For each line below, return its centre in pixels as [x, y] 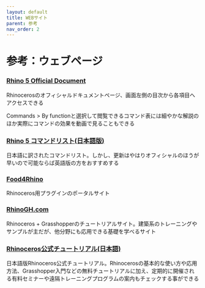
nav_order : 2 [23, 29]
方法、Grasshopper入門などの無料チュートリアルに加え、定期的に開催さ [98, 271]
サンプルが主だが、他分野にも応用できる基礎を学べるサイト [81, 231]
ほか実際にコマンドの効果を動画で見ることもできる [71, 123]
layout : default [27, 12]
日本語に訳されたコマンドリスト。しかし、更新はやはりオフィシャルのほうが [103, 155]
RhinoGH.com [28, 210]
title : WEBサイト [27, 18]
